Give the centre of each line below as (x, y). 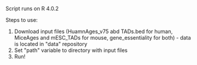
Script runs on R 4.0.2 (32, 9)
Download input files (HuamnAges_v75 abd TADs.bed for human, (93, 31)
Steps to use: (22, 20)
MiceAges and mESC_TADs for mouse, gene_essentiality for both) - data (102, 38)
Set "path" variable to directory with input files (71, 50)
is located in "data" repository (50, 44)
